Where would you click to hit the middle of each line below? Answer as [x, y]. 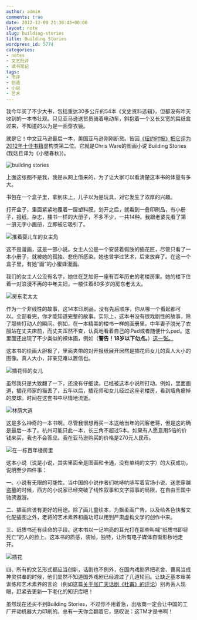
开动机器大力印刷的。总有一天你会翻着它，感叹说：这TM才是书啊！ [92, 611]
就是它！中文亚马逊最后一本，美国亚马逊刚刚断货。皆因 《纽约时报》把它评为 [98, 138]
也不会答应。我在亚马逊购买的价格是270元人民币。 [93, 437]
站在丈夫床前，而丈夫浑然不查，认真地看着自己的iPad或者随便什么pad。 [98, 331]
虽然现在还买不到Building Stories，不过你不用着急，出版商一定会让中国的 [94, 604]
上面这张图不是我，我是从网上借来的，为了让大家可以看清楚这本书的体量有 [96, 177]
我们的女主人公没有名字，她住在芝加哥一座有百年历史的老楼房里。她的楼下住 [98, 276]
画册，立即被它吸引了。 [60, 224]
